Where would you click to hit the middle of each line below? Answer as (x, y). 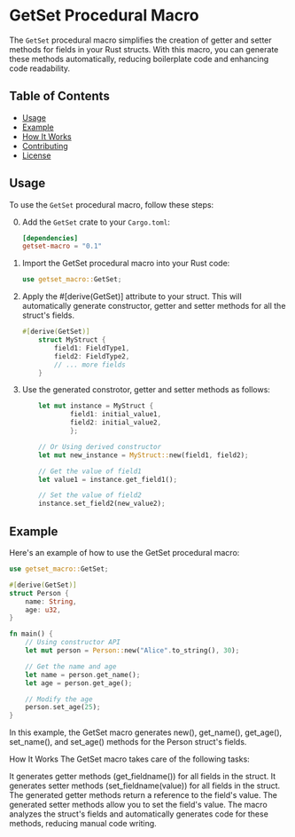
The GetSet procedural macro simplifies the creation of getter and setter (140, 40)
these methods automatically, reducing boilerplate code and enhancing (139, 59)
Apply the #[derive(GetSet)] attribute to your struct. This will (132, 296)
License (36, 155)
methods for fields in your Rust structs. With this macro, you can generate (144, 49)
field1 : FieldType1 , (92, 348)
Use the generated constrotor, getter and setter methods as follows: (146, 390)
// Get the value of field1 (90, 471)
